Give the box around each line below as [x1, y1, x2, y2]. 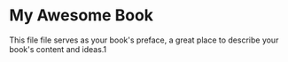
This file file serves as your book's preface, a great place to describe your [9, 35, 279, 45]
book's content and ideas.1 [9, 43, 107, 54]
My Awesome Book [9, 5, 153, 26]
